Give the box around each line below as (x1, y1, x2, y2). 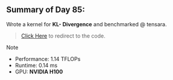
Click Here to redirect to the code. (20, 32, 105, 39)
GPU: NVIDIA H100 (14, 68, 63, 75)
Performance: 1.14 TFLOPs (14, 55, 81, 62)
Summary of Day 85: (6, 5, 86, 15)
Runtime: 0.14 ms (14, 61, 58, 69)
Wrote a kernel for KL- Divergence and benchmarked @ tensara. (6, 20, 167, 27)
